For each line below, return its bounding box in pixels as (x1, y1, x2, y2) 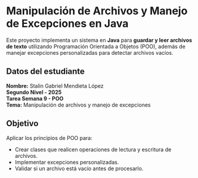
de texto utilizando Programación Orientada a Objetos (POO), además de (6, 43, 186, 50)
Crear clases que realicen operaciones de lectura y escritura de (14, 146, 172, 153)
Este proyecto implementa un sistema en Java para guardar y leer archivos (6, 36, 193, 43)
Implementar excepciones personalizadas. (14, 158, 119, 165)
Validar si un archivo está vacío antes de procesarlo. (14, 165, 144, 172)
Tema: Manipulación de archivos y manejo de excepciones (6, 101, 151, 108)
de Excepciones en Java (6, 17, 129, 30)
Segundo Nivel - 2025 (6, 88, 62, 96)
